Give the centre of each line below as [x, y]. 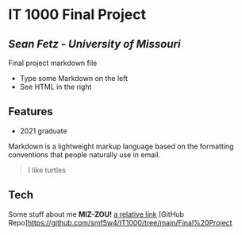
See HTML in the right [56, 87]
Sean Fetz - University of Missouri [94, 44]
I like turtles [46, 170]
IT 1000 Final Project [77, 15]
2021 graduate [43, 131]
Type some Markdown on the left [74, 78]
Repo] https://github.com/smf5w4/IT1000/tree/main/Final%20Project [120, 222]
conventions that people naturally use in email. [85, 154]
